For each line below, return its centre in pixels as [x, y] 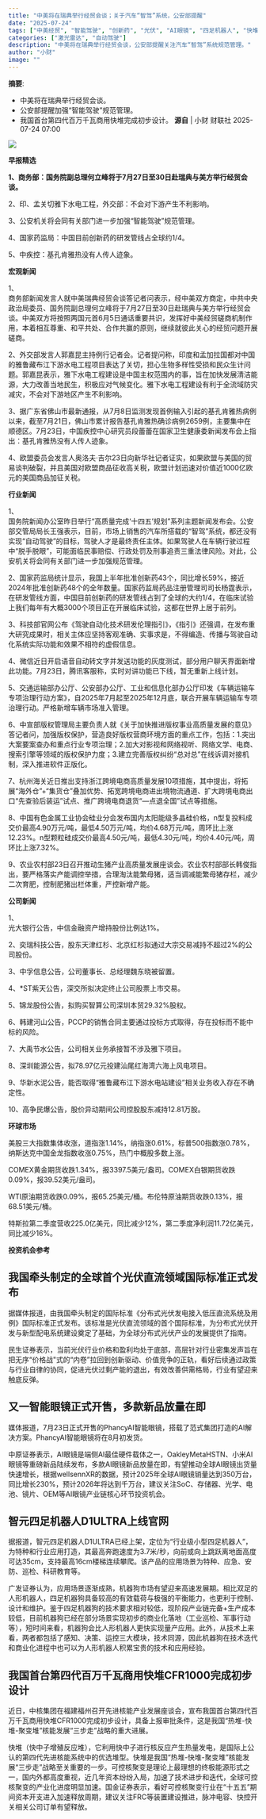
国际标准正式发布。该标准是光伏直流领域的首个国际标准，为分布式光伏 [136, 1322]
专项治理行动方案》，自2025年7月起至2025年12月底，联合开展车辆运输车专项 [133, 697]
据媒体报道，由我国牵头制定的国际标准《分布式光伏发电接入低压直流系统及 [129, 1313]
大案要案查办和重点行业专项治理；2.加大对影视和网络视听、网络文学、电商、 [133, 744]
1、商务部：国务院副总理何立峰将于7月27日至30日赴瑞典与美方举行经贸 [125, 177]
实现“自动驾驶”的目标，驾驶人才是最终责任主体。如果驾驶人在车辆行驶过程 [129, 541]
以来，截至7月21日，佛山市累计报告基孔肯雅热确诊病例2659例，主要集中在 [130, 420]
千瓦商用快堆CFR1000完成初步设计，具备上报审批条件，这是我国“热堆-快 [133, 1721]
